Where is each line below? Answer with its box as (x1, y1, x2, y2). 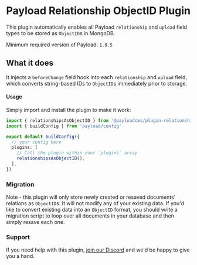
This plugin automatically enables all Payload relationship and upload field (6, 23, 188, 30)
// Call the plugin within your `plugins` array (16, 150, 138, 156)
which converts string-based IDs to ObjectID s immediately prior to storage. (6, 80, 188, 87)
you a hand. (6, 253, 35, 260)
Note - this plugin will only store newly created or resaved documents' (6, 193, 176, 201)
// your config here (11, 139, 62, 145)
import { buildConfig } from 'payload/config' (6, 123, 122, 129)
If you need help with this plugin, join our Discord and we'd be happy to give (6, 246, 190, 253)
